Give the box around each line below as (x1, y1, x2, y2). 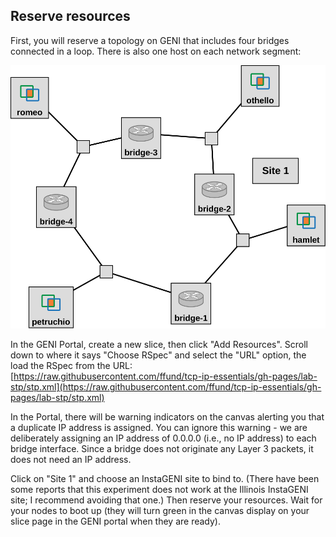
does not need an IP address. (10, 454, 132, 466)
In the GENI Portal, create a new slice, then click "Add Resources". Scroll (10, 339, 309, 351)
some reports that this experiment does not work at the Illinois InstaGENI (10, 484, 309, 496)
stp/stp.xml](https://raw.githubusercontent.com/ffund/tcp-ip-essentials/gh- (10, 381, 322, 393)
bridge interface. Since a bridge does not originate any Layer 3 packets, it (10, 443, 314, 455)
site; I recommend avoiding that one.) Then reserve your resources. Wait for (10, 494, 323, 506)
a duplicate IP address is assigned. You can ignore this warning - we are (10, 422, 308, 434)
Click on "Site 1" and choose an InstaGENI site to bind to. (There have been (10, 473, 320, 485)
